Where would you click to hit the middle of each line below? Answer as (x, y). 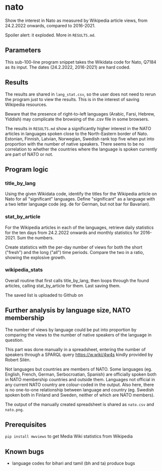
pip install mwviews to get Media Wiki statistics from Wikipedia (69, 437)
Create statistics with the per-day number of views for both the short (74, 247)
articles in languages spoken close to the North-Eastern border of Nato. (77, 134)
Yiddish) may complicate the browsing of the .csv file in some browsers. (77, 119)
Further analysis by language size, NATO (68, 311)
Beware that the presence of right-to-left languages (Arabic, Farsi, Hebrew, (80, 114)
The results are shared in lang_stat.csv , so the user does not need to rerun (81, 94)
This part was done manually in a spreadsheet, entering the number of (75, 349)
